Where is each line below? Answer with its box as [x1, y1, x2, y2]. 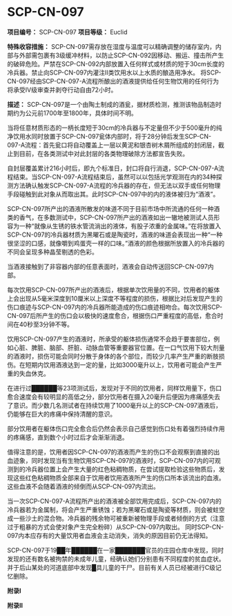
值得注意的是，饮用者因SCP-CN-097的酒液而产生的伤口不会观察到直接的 [7, 448, 214, 456]
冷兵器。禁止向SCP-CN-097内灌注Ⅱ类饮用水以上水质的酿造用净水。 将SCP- [7, 68, 222, 77]
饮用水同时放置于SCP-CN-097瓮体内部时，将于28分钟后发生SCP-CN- [12, 132, 212, 140]
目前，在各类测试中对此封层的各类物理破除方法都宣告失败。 [19, 149, 188, 157]
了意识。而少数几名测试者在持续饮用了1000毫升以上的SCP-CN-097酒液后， [7, 401, 222, 409]
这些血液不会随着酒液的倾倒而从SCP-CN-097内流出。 [7, 482, 160, 490]
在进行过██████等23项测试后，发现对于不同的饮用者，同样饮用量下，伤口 [7, 384, 222, 392]
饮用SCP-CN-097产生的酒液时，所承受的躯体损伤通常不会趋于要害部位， [7, 335, 214, 343]
